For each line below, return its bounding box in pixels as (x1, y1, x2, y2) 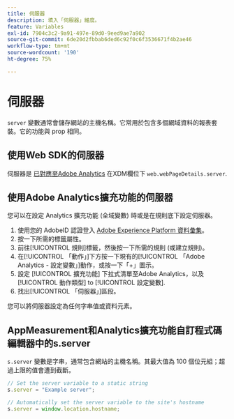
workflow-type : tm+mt (7, 43, 71, 49)
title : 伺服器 (7, 10, 45, 17)
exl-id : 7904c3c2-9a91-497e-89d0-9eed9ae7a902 (7, 29, 145, 37)
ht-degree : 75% (7, 56, 52, 63)
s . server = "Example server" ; (7, 386, 96, 393)
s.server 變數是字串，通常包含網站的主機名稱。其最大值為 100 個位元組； (7, 357, 219, 366)
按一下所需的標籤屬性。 (17, 235, 85, 243)
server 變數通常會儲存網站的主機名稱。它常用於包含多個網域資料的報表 (7, 118, 212, 126)
